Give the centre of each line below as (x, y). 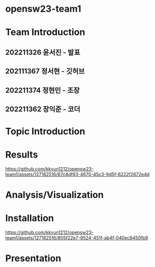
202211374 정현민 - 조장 (43, 90)
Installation (30, 218)
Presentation (33, 259)
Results (22, 155)
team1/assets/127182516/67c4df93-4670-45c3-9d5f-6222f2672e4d (77, 175)
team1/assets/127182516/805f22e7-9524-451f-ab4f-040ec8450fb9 (77, 238)
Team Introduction (45, 32)
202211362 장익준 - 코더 (43, 109)
